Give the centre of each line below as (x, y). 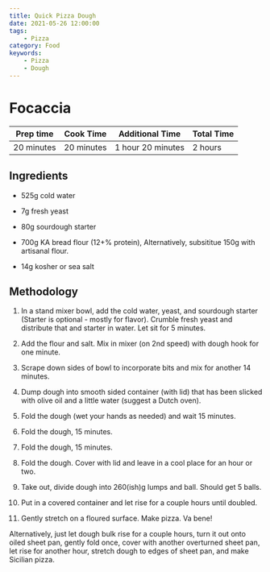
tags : (18, 31)
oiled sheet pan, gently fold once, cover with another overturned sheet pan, (135, 543)
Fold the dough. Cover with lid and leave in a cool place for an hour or (137, 463)
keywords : (26, 53)
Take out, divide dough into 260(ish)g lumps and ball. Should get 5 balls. (141, 487)
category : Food (35, 46)
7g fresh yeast (45, 211)
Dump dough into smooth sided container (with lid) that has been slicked (141, 392)
